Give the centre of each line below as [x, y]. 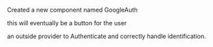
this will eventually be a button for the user [67, 23]
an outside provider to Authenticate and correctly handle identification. [106, 36]
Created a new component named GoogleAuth [72, 10]
